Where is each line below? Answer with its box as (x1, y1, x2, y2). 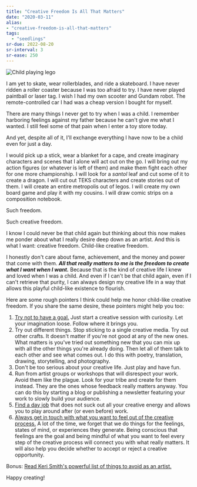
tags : (6, 31, 19, 36)
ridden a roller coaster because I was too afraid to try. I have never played (6, 86, 185, 93)
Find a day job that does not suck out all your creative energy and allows (14, 401, 191, 408)
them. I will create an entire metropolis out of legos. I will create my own (6, 183, 181, 190)
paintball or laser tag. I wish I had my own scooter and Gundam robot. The (6, 92, 186, 99)
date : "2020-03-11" (6, 14, 54, 20)
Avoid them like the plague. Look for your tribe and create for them (14, 376, 176, 383)
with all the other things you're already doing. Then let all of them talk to (14, 345, 189, 352)
